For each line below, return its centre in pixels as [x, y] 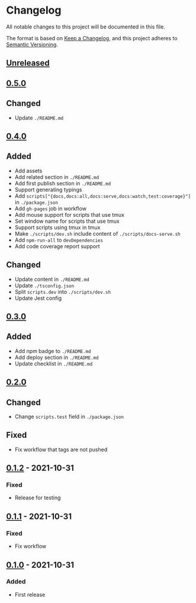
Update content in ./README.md [52, 279]
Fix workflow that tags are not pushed [61, 449]
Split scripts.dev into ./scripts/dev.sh [63, 291]
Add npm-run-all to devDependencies [59, 240]
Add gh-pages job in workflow [51, 209]
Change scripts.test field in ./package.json [69, 416]
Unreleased [28, 63]
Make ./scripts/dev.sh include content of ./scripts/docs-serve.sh [97, 233]
